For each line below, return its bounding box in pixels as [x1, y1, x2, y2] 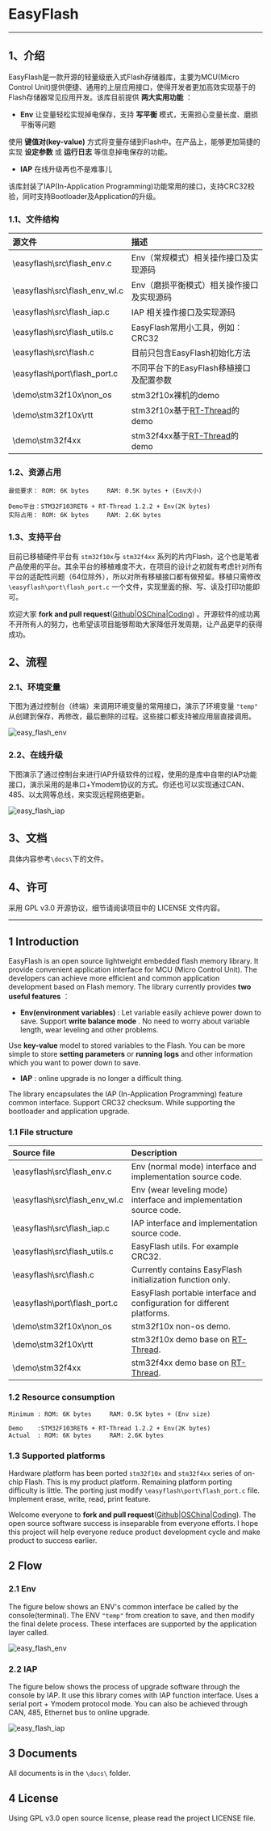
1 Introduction [8, 935, 79, 948]
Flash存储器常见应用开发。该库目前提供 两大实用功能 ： [8, 92, 194, 102]
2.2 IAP [8, 1664, 38, 1675]
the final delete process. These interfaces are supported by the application [8, 1619, 257, 1629]
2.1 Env [8, 1583, 36, 1595]
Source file [12, 1147, 56, 1159]
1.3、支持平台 [8, 532, 62, 543]
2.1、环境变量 [8, 681, 61, 693]
